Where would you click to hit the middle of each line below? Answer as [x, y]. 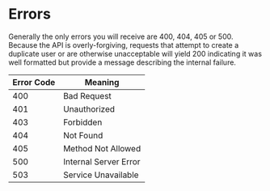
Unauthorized [89, 108]
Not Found [83, 135]
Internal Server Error [102, 161]
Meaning [102, 82]
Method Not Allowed [102, 148]
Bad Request [87, 95]
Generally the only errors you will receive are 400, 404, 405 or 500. [121, 36]
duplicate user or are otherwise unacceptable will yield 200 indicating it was [135, 53]
